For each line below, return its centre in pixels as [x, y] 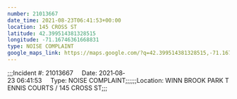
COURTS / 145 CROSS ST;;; [68, 88]
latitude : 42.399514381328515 [52, 33]
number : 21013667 [33, 14]
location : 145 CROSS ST [42, 27]
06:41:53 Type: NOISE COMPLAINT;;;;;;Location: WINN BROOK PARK [120, 80]
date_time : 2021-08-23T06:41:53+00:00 [64, 20]
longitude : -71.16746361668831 [53, 40]
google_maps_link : [34, 53]
